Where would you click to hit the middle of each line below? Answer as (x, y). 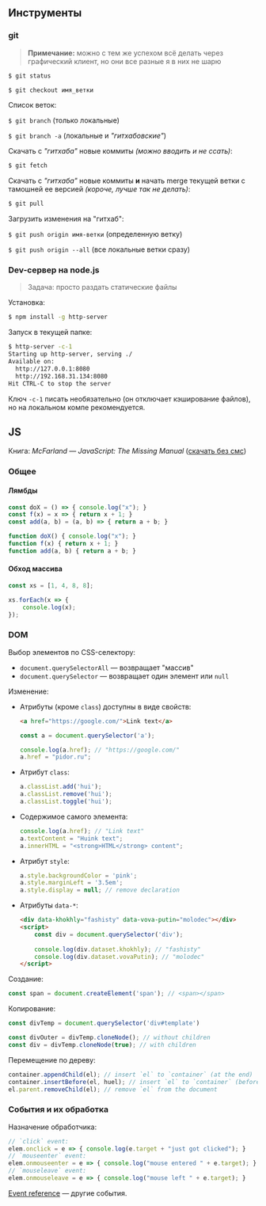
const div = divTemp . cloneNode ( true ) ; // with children (102, 1044)
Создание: (26, 979)
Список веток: (32, 105)
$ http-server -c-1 (40, 347)
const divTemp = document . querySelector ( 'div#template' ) (104, 1023)
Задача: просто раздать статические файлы (102, 287)
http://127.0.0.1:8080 (53, 369)
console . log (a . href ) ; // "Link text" (82, 831)
